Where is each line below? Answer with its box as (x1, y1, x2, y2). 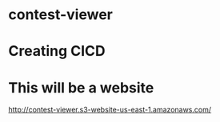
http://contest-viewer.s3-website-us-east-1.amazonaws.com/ (8, 105, 212, 115)
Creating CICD (8, 42, 106, 61)
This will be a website (8, 78, 154, 96)
